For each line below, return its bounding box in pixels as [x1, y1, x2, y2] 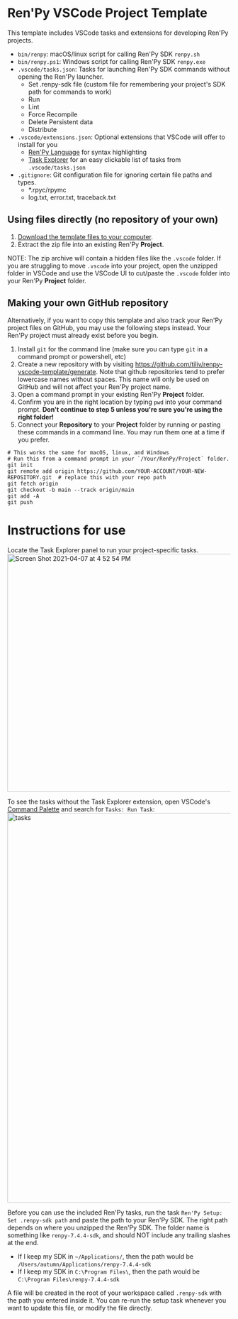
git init [7, 461, 33, 469]
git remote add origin [7, 467, 74, 475]
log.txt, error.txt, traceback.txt [28, 193, 116, 202]
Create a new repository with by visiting [17, 360, 134, 368]
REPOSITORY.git [7, 474, 52, 481]
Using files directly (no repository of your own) [7, 214, 218, 226]
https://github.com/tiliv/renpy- [135, 360, 223, 368]
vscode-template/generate [17, 367, 96, 376]
